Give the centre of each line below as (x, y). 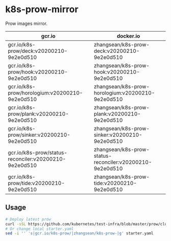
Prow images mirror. (26, 23)
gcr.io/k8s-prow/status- (38, 153)
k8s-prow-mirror (42, 9)
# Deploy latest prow (28, 219)
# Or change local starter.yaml (39, 229)
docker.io (129, 36)
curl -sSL (16, 224)
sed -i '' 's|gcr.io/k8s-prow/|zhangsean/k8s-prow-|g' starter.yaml (79, 233)
